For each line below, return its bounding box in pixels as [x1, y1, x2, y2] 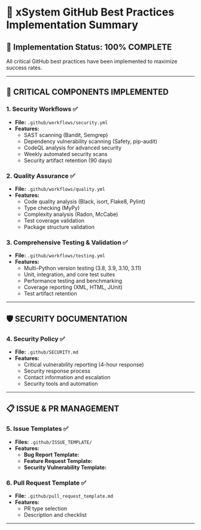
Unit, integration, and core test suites [23, 271, 115, 278]
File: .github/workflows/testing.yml [14, 252, 106, 259]
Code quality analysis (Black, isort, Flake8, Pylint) [23, 197, 145, 205]
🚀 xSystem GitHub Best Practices [6, 5, 175, 19]
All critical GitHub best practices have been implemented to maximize [6, 58, 178, 65]
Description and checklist [23, 511, 87, 518]
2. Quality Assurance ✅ [6, 172, 76, 180]
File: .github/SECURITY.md [14, 348, 79, 355]
